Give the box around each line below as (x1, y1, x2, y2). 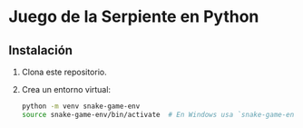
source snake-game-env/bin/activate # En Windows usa (21, 110, 234, 119)
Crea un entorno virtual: (21, 84, 111, 94)
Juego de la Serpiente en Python (8, 6, 259, 27)
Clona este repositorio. (21, 66, 107, 77)
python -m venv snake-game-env (21, 102, 141, 111)
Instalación (8, 43, 73, 58)
